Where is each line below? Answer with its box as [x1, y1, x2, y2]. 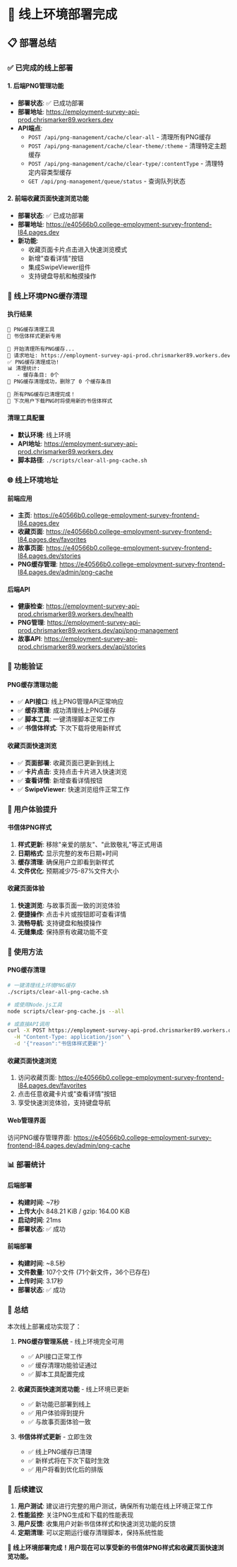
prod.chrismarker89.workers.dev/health [17, 610, 134, 619]
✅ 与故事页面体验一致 [28, 1417, 92, 1426]
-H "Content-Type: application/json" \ [13, 1034, 131, 1041]
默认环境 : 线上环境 [17, 430, 71, 439]
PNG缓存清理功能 [7, 680, 59, 689]
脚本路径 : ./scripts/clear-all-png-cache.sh [17, 455, 147, 464]
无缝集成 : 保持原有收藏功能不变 [17, 927, 108, 936]
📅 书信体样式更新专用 [7, 333, 61, 340]
